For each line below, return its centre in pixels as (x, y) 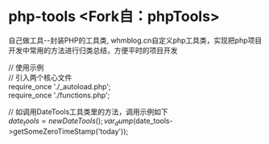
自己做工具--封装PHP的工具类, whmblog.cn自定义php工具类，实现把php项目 (135, 40)
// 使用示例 (26, 67)
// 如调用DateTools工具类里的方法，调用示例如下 (89, 111)
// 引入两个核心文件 (40, 77)
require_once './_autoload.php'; (60, 86)
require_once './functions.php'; (59, 95)
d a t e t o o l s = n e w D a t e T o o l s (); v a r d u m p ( (72, 121)
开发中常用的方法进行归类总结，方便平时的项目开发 (93, 50)
